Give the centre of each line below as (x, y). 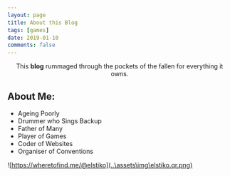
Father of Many (40, 128)
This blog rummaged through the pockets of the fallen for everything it (120, 66)
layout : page (27, 15)
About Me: (31, 96)
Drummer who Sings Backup (59, 120)
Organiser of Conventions (56, 151)
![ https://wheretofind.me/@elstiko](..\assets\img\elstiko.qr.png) (100, 165)
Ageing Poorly (38, 113)
